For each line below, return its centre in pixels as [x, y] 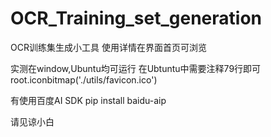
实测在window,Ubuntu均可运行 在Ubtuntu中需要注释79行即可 [136, 68]
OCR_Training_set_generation [136, 18]
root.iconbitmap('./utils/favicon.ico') [84, 79]
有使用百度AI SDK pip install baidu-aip [88, 100]
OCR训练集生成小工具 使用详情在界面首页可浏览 [108, 47]
